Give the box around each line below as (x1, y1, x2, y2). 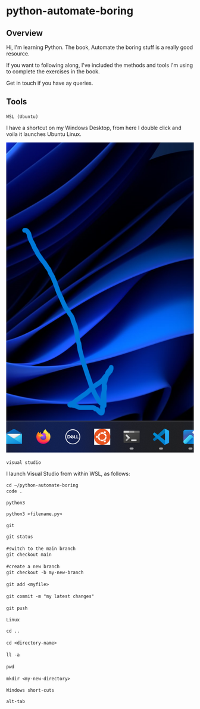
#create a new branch (6, 564, 60, 569)
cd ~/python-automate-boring (6, 482, 79, 488)
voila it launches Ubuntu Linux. (6, 130, 82, 138)
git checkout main (6, 552, 52, 558)
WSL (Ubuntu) (6, 113, 39, 120)
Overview (6, 28, 43, 38)
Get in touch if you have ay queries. (6, 79, 93, 86)
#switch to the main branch (6, 546, 76, 552)
